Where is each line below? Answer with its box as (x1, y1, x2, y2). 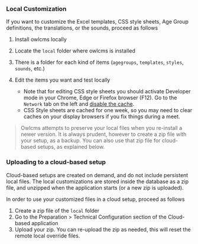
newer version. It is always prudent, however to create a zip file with (20, 131, 187, 138)
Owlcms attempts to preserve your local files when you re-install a (20, 125, 183, 132)
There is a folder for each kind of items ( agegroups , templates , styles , (14, 58, 184, 66)
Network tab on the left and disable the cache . (23, 100, 135, 108)
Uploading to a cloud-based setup (6, 158, 106, 167)
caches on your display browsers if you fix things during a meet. (23, 113, 180, 120)
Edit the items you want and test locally (14, 76, 111, 84)
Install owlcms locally (14, 36, 67, 43)
